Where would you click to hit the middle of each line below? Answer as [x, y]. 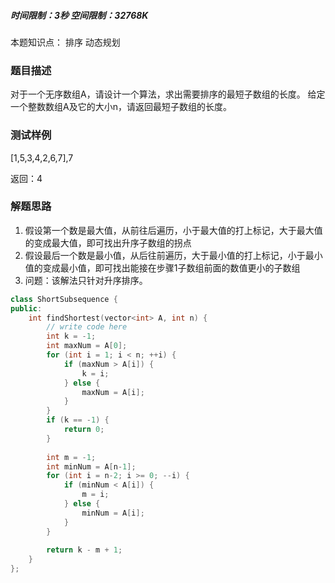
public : [26, 308]
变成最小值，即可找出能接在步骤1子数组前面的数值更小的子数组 [171, 267]
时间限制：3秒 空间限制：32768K [79, 15]
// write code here [87, 327]
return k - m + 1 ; [84, 550]
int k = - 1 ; [71, 336]
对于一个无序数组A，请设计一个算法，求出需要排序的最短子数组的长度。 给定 [168, 94]
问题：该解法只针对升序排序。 [86, 280]
